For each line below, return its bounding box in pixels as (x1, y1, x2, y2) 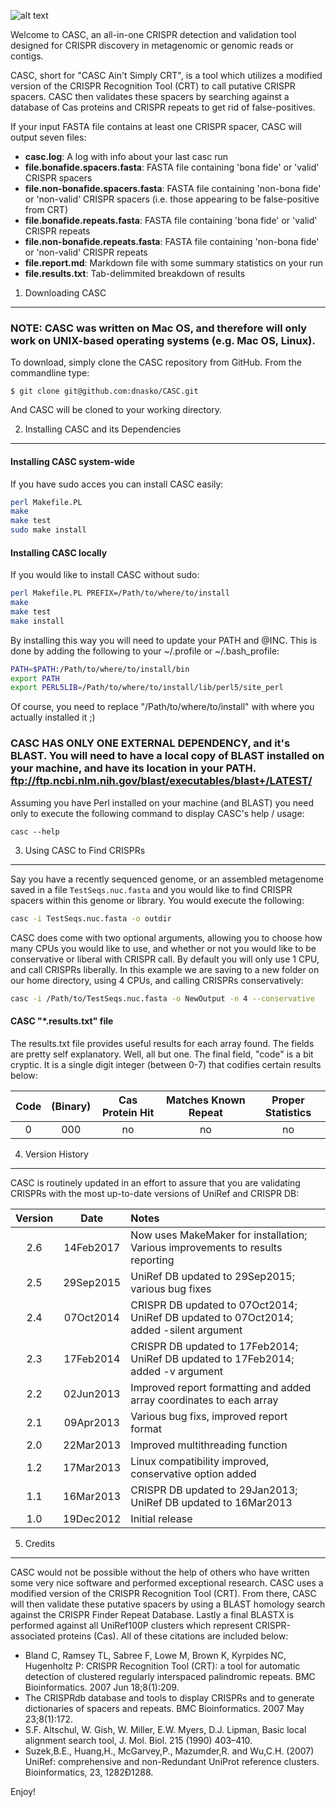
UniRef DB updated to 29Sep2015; (130, 1269, 295, 1283)
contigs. (10, 50, 44, 62)
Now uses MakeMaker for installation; (130, 1228, 308, 1242)
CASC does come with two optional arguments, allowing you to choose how (10, 931, 323, 944)
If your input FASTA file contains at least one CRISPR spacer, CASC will (10, 121, 302, 132)
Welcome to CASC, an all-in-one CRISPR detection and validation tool (10, 29, 297, 40)
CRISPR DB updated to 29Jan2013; (130, 1483, 298, 1497)
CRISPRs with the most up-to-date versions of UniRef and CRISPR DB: (10, 1187, 300, 1199)
